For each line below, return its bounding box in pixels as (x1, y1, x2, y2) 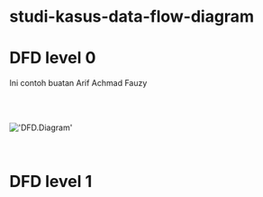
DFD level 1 (9, 172, 93, 192)
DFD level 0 (9, 48, 96, 69)
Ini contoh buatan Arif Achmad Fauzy (9, 78, 148, 89)
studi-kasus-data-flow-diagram (9, 6, 255, 27)
